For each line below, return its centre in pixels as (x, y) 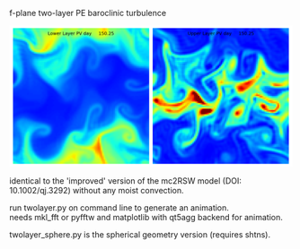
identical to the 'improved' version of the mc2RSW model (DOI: (126, 181)
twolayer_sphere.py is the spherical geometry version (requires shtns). (140, 235)
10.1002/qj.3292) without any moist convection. (97, 190)
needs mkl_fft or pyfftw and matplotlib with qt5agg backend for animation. (146, 217)
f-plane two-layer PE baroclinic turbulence (88, 13)
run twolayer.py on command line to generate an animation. (119, 208)
